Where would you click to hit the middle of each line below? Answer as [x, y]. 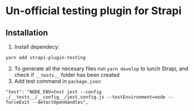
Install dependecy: [37, 47]
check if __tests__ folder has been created [67, 75]
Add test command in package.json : [58, 81]
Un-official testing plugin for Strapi [94, 11]
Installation [27, 33]
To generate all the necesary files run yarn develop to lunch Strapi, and [101, 68]
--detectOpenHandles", [60, 102]
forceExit [18, 102]
